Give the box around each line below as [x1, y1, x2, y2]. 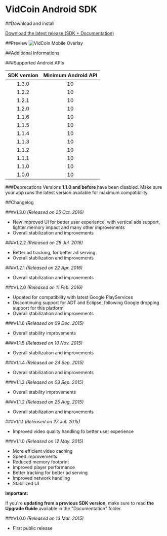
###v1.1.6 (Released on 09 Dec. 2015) [5, 320, 84, 326]
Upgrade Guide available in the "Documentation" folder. [5, 505, 122, 511]
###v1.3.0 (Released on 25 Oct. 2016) [5, 209, 85, 215]
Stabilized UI [12, 480, 39, 486]
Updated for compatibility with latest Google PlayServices [12, 294, 133, 300]
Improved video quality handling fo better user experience [12, 428, 134, 434]
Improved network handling [12, 475, 70, 481]
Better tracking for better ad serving [12, 470, 88, 476]
